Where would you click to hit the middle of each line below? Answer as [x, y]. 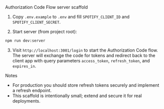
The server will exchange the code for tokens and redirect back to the [84, 55]
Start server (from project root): [44, 31]
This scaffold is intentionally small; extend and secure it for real [77, 96]
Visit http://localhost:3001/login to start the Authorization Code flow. [85, 50]
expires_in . [24, 66]
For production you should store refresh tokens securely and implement [86, 85]
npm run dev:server [25, 41]
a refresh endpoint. [32, 90]
